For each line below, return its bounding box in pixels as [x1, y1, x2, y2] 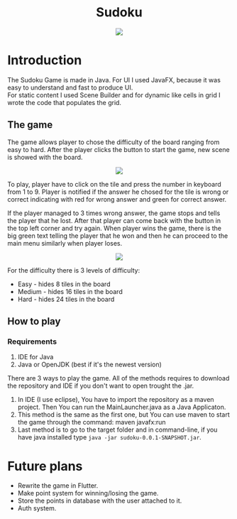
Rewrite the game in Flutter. [17, 481, 99, 490]
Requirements [7, 337, 57, 346]
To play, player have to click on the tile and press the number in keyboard [7, 180, 221, 188]
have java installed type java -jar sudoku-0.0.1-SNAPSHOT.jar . [17, 433, 202, 442]
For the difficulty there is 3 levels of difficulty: [7, 266, 140, 274]
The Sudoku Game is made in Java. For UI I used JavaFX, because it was [7, 75, 221, 84]
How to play [7, 315, 61, 327]
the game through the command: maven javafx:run [17, 418, 166, 427]
